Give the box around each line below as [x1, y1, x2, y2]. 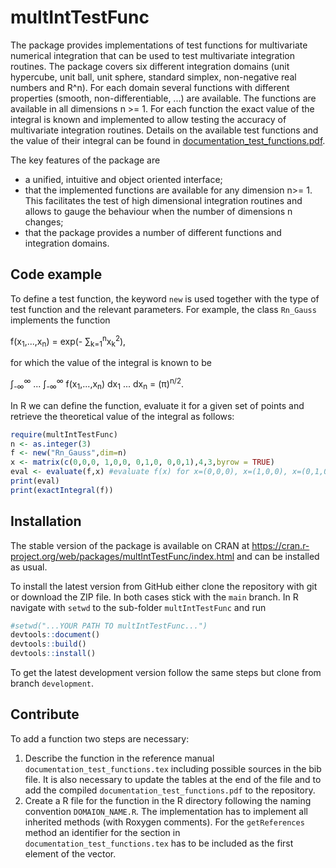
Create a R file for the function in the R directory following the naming [24, 794, 312, 806]
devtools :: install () [10, 649, 97, 659]
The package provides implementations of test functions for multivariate [10, 39, 308, 51]
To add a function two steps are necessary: [10, 732, 190, 745]
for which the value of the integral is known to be [10, 357, 212, 369]
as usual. [10, 561, 48, 573]
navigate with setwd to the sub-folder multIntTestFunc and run [10, 601, 267, 613]
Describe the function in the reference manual [24, 752, 215, 764]
